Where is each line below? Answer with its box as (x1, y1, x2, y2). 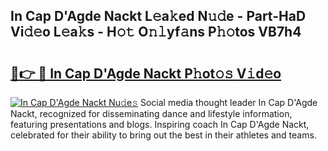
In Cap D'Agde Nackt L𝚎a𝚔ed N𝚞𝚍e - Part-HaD (10, 8, 307, 25)
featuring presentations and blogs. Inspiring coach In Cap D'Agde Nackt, (10, 119, 310, 130)
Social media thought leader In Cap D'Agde (139, 97, 318, 108)
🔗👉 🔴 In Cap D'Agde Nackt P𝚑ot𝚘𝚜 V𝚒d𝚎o (10, 65, 282, 82)
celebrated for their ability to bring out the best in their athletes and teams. (10, 129, 317, 141)
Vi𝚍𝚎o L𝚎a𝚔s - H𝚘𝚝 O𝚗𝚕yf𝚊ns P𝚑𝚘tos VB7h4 (10, 24, 302, 41)
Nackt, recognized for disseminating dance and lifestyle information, (10, 108, 293, 119)
